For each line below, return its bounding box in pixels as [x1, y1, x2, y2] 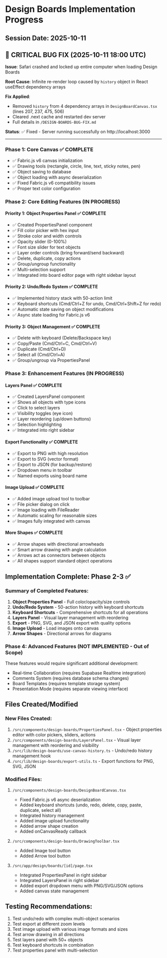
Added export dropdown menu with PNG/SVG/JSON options [19, 882, 143, 888]
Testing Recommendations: [5, 902, 93, 911]
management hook [12, 753, 51, 759]
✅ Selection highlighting [12, 421, 62, 428]
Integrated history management [19, 812, 84, 818]
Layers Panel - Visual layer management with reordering [12, 615, 128, 621]
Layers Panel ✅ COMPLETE [5, 382, 63, 388]
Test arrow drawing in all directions [12, 931, 84, 937]
